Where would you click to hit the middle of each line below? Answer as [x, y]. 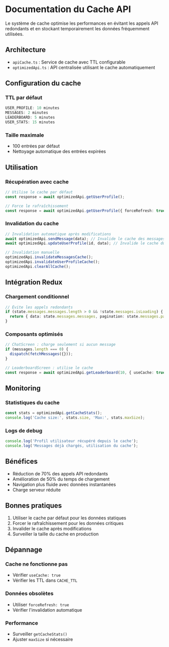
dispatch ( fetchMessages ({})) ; [41, 354]
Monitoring [23, 388]
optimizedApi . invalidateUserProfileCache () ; [53, 262]
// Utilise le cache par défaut [39, 192]
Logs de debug [24, 430]
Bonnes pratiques [33, 506]
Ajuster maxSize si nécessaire [43, 639]
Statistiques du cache [32, 402]
